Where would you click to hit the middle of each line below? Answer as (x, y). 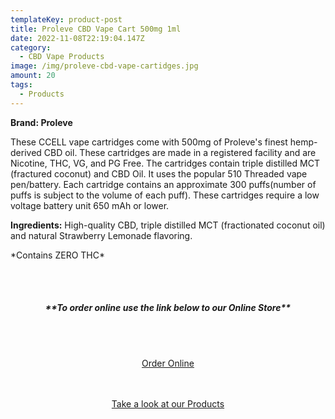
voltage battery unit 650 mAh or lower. (90, 205)
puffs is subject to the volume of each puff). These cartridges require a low (165, 195)
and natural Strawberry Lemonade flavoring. (101, 235)
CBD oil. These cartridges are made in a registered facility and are (180, 152)
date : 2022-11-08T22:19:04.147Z (77, 38)
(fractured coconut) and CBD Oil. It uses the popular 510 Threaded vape (159, 173)
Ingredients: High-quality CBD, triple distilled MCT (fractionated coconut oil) (168, 225)
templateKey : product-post (66, 19)
